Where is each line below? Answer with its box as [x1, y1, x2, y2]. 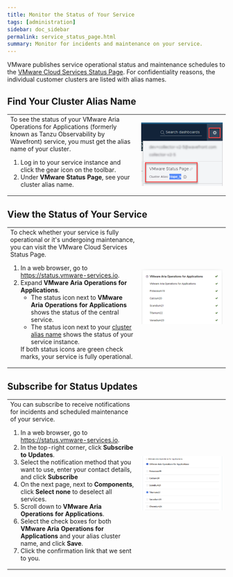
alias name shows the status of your [31, 330, 134, 339]
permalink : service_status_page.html [7, 33, 116, 40]
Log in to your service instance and [20, 158, 121, 166]
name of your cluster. [10, 145, 71, 153]
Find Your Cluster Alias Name [7, 95, 137, 107]
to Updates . [20, 450, 55, 459]
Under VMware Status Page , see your [20, 172, 130, 181]
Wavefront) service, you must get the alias [10, 137, 131, 145]
